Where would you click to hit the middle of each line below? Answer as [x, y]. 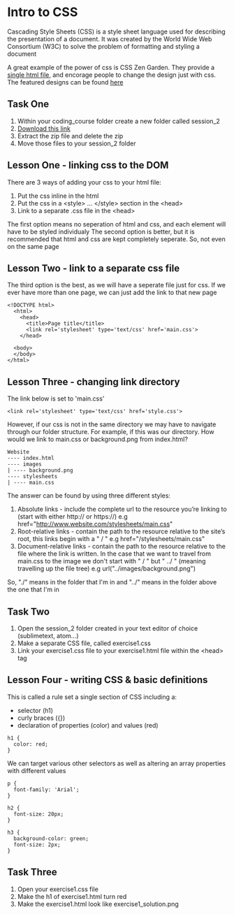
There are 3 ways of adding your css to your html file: [85, 182]
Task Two [29, 611]
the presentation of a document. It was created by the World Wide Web [110, 38]
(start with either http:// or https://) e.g [72, 517]
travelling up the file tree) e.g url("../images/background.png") [106, 569]
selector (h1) [35, 710]
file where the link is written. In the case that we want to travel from [114, 554]
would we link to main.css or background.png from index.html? [98, 439]
